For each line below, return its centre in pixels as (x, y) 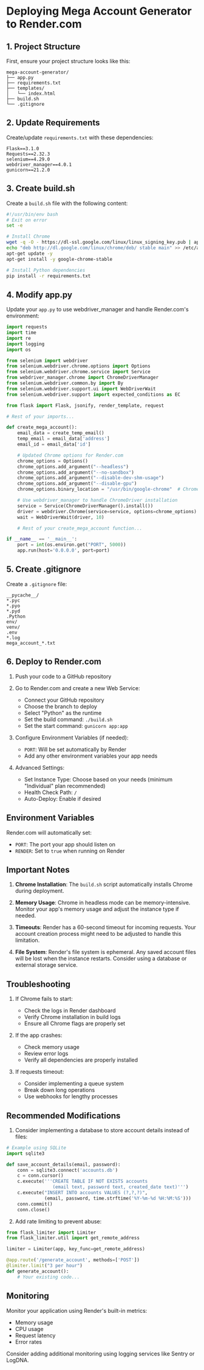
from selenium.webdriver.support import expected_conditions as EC (93, 394)
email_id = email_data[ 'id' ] (54, 445)
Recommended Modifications (63, 1116)
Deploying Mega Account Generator (99, 11)
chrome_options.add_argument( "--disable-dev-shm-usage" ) (91, 478)
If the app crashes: (39, 1036)
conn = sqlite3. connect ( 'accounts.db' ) (68, 1170)
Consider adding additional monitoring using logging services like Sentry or (100, 1354)
